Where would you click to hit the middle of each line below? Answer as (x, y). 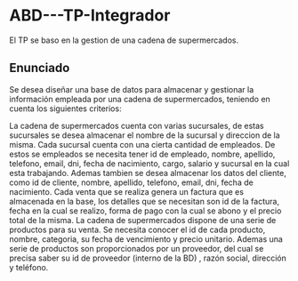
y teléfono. (29, 267)
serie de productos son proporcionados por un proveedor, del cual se (137, 248)
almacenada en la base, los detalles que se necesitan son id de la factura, (145, 201)
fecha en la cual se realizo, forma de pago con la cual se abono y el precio (145, 211)
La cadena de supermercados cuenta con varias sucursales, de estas (137, 125)
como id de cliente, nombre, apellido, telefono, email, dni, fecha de (131, 182)
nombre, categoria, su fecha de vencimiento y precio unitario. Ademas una (146, 239)
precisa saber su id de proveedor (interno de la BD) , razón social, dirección (148, 258)
